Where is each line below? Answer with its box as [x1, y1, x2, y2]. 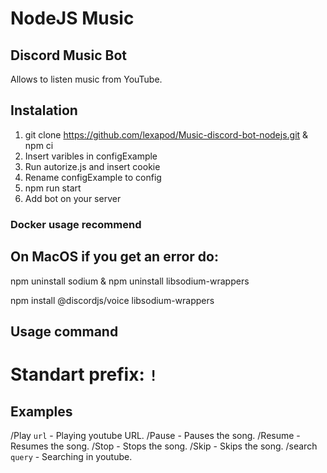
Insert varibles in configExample [24, 150, 158, 162]
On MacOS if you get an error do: [10, 248, 219, 266]
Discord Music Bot [10, 47, 127, 64]
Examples [10, 403, 73, 420]
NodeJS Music [10, 7, 135, 30]
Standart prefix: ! [10, 363, 158, 386]
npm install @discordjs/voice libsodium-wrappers [10, 294, 215, 306]
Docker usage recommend [10, 217, 142, 231]
